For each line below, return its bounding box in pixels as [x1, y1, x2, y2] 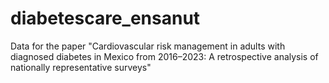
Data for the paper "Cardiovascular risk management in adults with [10, 40, 286, 52]
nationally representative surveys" [10, 61, 152, 73]
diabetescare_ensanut [10, 7, 201, 30]
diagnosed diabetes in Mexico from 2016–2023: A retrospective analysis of [10, 50, 319, 62]
